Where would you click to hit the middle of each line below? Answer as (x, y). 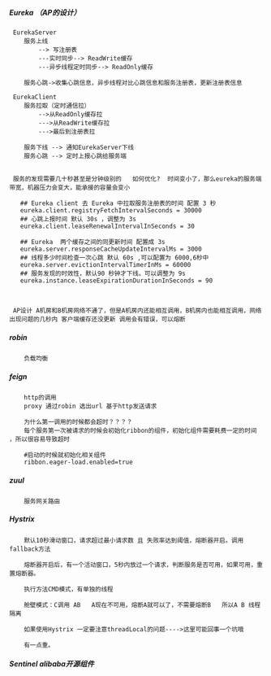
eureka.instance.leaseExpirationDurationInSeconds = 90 (116, 281)
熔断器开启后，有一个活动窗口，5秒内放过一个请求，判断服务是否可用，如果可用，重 (143, 565)
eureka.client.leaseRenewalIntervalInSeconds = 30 (108, 226)
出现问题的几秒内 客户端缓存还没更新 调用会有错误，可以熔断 (97, 319)
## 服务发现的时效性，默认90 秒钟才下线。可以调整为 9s (103, 273)
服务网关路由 (42, 501)
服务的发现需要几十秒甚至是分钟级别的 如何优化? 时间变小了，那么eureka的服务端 (137, 179)
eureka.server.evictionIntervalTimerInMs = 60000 (105, 264)
